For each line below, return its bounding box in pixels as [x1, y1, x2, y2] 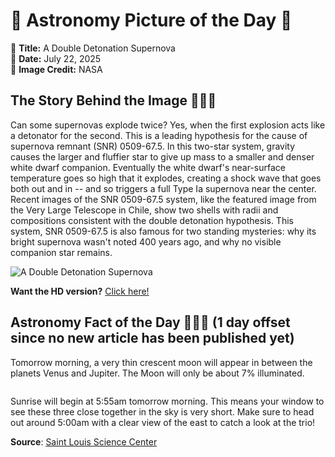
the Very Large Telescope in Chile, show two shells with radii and [10, 204, 279, 216]
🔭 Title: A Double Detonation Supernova [10, 42, 176, 54]
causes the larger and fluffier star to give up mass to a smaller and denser [10, 150, 315, 163]
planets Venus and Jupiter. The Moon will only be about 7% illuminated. [10, 367, 305, 379]
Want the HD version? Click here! [10, 285, 150, 297]
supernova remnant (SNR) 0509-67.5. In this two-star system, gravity [10, 140, 296, 152]
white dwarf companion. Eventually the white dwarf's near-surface [10, 161, 286, 173]
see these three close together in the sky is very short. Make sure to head [10, 405, 315, 418]
